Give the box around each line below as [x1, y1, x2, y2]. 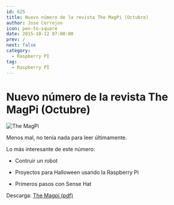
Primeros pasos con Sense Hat [14, 180, 92, 188]
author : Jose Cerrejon [6, 20, 63, 26]
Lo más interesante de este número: [6, 146, 95, 153]
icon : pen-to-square [6, 25, 58, 32]
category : [6, 48, 31, 54]
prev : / [6, 36, 26, 42]
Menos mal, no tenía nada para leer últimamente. [6, 134, 127, 141]
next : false [6, 42, 36, 48]
